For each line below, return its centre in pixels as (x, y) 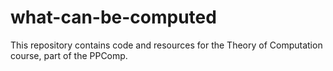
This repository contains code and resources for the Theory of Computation (166, 45)
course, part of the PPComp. (69, 55)
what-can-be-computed (113, 17)
